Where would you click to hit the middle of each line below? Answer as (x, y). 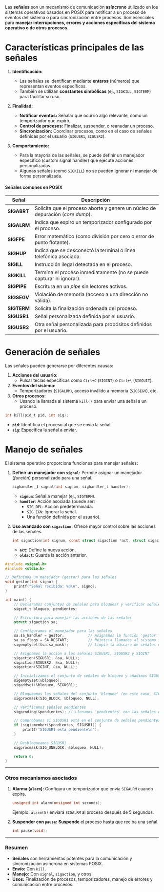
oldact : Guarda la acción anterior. (53, 555)
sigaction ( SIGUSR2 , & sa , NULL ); (47, 663)
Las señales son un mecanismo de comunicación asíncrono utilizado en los (82, 7)
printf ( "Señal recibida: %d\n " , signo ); (55, 587)
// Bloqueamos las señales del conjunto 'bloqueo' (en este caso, (83, 694)
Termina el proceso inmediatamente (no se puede (92, 272)
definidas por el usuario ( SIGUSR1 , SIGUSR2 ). (62, 136)
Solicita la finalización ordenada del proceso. (86, 308)
